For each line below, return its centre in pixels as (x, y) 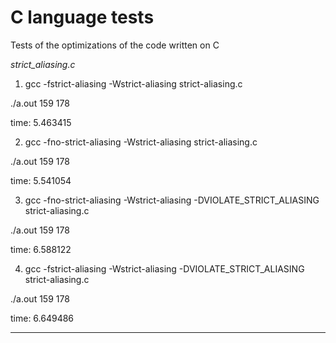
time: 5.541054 (41, 180)
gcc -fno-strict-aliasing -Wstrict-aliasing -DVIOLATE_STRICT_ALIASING (172, 200)
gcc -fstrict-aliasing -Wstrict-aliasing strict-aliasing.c (133, 83)
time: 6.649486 (42, 318)
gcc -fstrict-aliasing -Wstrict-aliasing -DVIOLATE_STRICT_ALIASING (164, 268)
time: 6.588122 (41, 249)
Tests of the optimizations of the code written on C (115, 45)
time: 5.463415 (41, 122)
